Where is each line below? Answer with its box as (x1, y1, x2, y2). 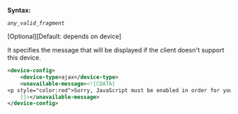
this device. (7, 53, 41, 62)
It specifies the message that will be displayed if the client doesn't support (7, 46, 225, 54)
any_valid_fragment (7, 20, 65, 27)
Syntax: (7, 6, 31, 14)
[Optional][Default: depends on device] (7, 32, 122, 40)
